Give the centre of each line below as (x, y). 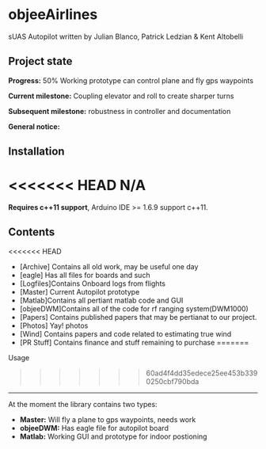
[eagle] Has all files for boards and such (85, 275)
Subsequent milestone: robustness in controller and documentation (120, 111)
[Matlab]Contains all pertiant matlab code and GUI (101, 300)
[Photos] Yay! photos (54, 325)
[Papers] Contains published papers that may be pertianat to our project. (138, 317)
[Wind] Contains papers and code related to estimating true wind (125, 333)
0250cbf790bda (173, 381)
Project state (40, 61)
